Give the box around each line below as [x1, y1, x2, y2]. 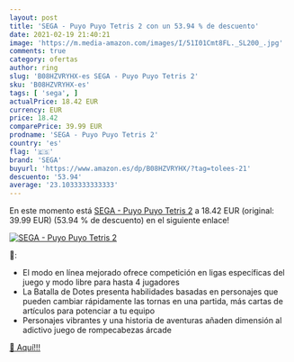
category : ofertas [9, 55, 78, 64]
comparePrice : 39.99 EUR [9, 122, 102, 131]
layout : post [9, 13, 58, 23]
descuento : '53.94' [9, 172, 83, 181]
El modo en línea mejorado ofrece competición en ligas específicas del [22, 267, 285, 278]
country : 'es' [9, 139, 63, 148]
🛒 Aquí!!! [9, 342, 41, 353]
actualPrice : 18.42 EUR [9, 96, 99, 106]
